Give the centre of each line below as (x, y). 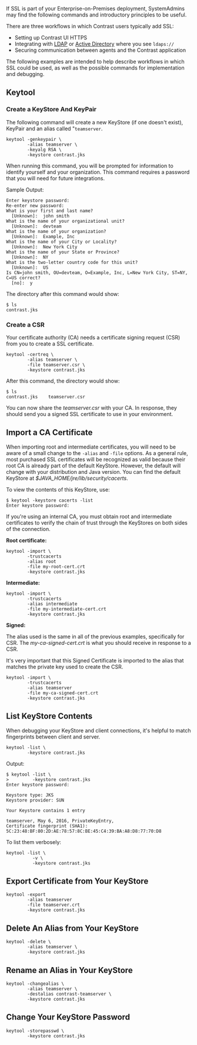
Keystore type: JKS (30, 795)
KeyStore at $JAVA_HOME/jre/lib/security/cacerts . (67, 478)
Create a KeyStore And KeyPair (51, 110)
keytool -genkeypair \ (34, 139)
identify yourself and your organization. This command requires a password (98, 172)
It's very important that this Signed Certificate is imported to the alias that (95, 660)
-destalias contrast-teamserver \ (69, 994)
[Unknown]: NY (30, 257)
